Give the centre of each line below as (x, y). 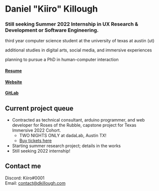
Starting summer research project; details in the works (66, 146)
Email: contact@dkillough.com (35, 183)
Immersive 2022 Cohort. (36, 130)
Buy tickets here (35, 141)
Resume (14, 71)
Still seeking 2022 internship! (41, 151)
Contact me (23, 166)
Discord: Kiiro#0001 (25, 178)
